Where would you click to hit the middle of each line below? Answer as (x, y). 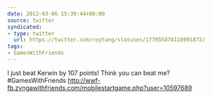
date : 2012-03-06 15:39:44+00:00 (56, 14)
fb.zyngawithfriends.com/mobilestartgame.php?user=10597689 (100, 88)
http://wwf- (84, 80)
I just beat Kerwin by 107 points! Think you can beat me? (89, 73)
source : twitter (31, 20)
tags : (15, 46)
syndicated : (25, 27)
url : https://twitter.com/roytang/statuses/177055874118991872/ (110, 40)
